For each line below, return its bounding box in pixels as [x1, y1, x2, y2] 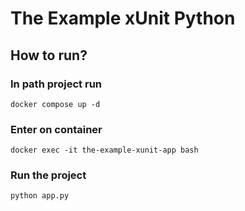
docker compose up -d [10, 99, 101, 109]
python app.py [10, 191, 70, 201]
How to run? [10, 47, 88, 64]
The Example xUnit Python [10, 7, 236, 30]
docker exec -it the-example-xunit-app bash [10, 145, 199, 156]
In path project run [10, 77, 103, 91]
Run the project [10, 168, 87, 182]
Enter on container [10, 122, 103, 136]
